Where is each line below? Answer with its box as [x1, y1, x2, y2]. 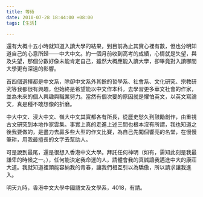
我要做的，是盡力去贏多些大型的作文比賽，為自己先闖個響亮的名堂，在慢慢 [11, 128, 197, 136]
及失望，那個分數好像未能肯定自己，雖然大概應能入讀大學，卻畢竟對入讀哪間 [6, 58, 197, 65]
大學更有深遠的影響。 [6, 65, 59, 72]
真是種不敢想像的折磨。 [16, 101, 76, 108]
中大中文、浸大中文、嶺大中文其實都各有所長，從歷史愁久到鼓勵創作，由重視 [6, 113, 197, 120]
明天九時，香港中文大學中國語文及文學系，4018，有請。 [6, 184, 146, 192]
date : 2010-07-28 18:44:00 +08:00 [6, 14, 94, 20]
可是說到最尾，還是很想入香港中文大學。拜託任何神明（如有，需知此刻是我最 [6, 149, 197, 156]
